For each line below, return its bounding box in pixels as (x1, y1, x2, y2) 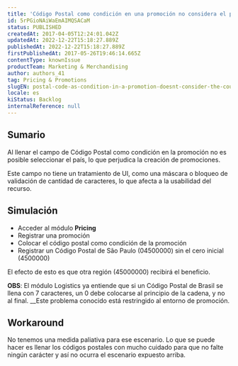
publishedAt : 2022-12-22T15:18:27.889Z (7, 43, 125, 50)
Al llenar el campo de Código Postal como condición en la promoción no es (7, 148, 227, 156)
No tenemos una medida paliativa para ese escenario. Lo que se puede (7, 335, 215, 344)
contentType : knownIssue (7, 57, 81, 64)
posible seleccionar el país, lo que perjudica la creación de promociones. (7, 155, 221, 164)
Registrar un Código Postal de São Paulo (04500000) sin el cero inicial (17, 246, 225, 255)
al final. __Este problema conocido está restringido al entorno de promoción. (7, 296, 230, 305)
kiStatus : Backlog (7, 96, 62, 104)
